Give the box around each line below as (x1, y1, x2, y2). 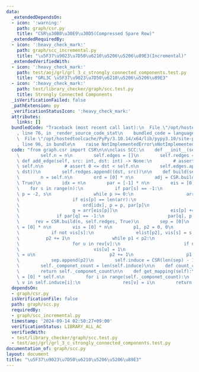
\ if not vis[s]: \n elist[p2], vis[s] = (17, 229, 187, 235)
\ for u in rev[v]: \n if (17, 241, 190, 247)
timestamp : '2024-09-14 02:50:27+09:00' (11, 318, 113, 324)
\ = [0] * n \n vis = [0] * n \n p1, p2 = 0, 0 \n (17, 224, 174, 230)
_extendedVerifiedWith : (11, 58, 70, 64)
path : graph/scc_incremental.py (17, 48, 97, 53)
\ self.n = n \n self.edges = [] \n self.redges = (17, 152, 195, 158)
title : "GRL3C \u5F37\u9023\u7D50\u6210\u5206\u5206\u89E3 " (17, 75, 168, 81)
